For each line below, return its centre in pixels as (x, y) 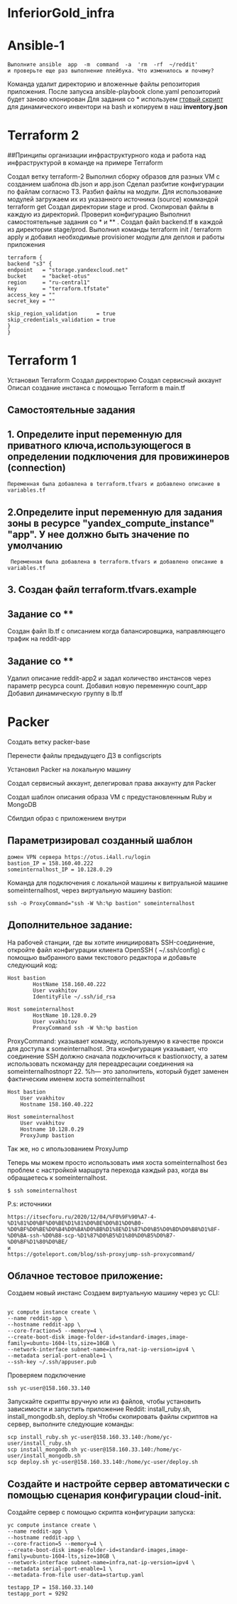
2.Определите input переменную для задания (115, 512)
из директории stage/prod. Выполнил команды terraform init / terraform (115, 230)
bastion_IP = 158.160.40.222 (50, 863)
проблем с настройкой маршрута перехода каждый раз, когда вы (108, 1170)
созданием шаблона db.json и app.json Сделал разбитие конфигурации (116, 184)
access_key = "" (31, 295)
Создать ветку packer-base (49, 742)
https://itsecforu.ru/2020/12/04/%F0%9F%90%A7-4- (82, 1217)
